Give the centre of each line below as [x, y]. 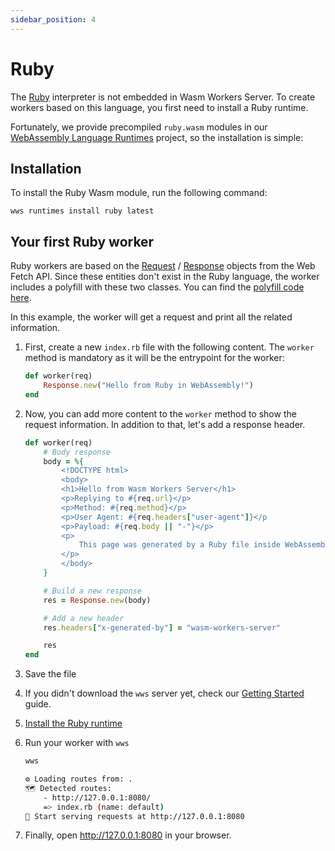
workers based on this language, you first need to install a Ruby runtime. [159, 107]
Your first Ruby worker [82, 241]
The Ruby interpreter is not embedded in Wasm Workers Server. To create [163, 97]
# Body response [77, 452]
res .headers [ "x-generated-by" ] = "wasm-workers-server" [162, 627]
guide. [38, 704]
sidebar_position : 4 [53, 19]
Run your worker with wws [77, 743]
